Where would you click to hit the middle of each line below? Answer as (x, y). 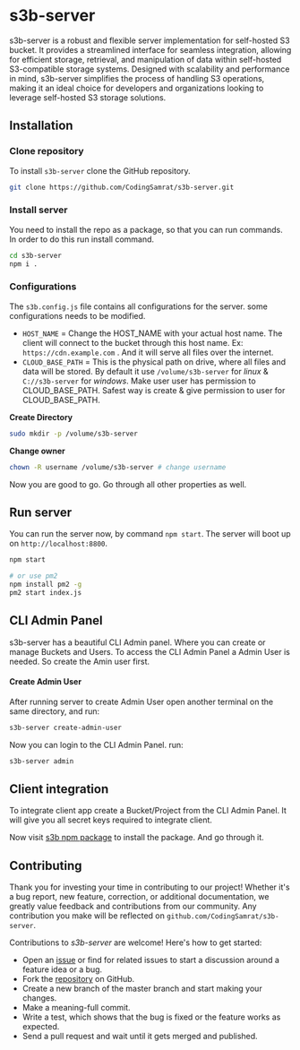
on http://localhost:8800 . (58, 544)
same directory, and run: (55, 711)
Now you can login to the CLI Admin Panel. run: (96, 744)
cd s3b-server (36, 255)
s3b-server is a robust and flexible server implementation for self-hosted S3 (150, 40)
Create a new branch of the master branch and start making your (142, 989)
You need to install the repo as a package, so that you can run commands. (146, 229)
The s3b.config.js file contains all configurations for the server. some (139, 306)
